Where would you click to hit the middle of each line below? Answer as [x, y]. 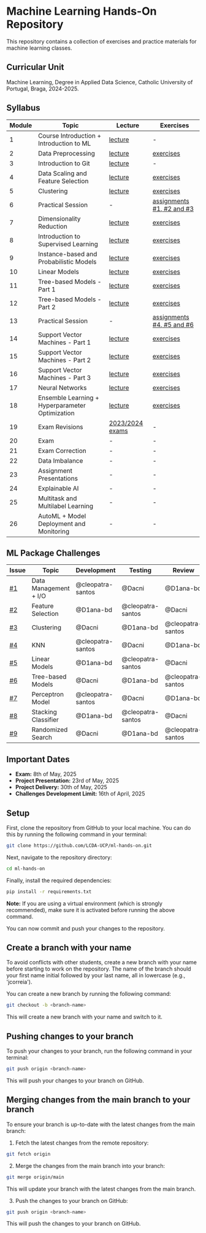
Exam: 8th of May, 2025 [46, 774]
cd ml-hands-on [26, 869]
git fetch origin [29, 1154]
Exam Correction [62, 451]
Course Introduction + [70, 135]
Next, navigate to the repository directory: [59, 857]
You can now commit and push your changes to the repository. [86, 928]
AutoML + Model [62, 516]
